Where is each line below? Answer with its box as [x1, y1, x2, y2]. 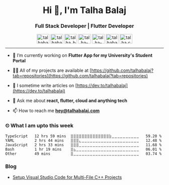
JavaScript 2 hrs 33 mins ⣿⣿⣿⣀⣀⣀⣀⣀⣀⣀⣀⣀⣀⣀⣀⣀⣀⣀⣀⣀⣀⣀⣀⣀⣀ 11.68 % [5, 142, 162, 147]
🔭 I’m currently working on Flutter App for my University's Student [12, 52, 152, 58]
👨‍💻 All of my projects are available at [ [12, 67, 92, 73]
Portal [12, 58, 26, 64]
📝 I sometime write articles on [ [12, 82, 77, 88]
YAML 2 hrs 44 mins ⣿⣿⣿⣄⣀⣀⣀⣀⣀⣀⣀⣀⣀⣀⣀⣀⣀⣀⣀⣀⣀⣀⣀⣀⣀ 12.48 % [5, 138, 162, 143]
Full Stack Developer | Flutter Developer [35, 23, 134, 30]
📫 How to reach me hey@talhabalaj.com [12, 108, 100, 114]
